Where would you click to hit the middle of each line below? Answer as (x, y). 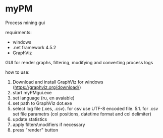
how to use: (17, 72)
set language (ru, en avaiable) (43, 98)
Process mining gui (25, 23)
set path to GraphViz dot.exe (42, 103)
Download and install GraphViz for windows (58, 82)
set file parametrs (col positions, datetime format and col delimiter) (82, 114)
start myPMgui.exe (32, 92)
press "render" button (35, 130)
